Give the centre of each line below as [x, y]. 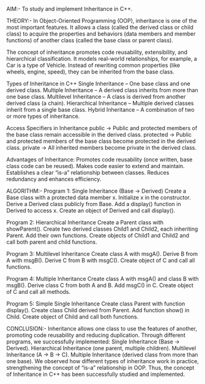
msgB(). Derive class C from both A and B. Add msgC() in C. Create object [100, 285]
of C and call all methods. [39, 292]
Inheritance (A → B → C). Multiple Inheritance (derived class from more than [102, 355]
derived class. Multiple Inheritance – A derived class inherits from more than [102, 90]
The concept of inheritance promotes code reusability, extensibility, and [97, 52]
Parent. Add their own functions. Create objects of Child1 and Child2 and [98, 235]
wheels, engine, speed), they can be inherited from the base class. [90, 72]
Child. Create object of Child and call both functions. [73, 317]
